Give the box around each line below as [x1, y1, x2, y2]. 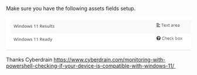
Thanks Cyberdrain [6, 56, 53, 63]
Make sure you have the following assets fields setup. [6, 5, 136, 12]
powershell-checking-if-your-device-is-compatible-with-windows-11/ [6, 62, 175, 69]
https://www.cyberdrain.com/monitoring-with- [53, 56, 166, 63]
